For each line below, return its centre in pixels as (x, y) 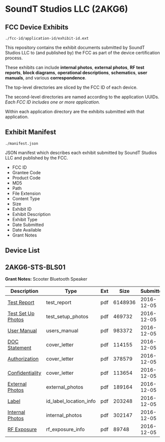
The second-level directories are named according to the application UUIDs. (82, 97)
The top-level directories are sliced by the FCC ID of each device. (71, 87)
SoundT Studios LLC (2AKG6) (67, 9)
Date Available (27, 230)
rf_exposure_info (65, 429)
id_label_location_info (71, 401)
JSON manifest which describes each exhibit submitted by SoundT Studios (81, 153)
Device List (23, 250)
